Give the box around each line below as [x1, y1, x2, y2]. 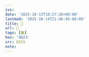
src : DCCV [5, 40, 26, 45]
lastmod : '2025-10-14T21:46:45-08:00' [5, 16, 86, 21]
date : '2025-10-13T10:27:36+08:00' [5, 12, 79, 17]
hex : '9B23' [5, 35, 30, 40]
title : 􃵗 [5, 21, 23, 26]
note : [5, 44, 16, 49]
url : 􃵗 [5, 26, 19, 31]
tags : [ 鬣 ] [5, 30, 27, 35]
